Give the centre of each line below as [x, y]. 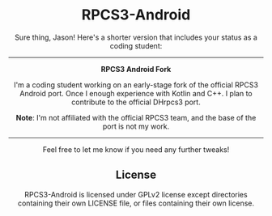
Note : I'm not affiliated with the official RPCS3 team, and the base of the [136, 117]
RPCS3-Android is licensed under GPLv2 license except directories [136, 194]
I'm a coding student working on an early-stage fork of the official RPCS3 [136, 85]
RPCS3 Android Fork [136, 69]
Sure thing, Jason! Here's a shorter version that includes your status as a [136, 37]
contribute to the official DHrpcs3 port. [136, 102]
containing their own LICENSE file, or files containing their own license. [136, 203]
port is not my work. [136, 126]
